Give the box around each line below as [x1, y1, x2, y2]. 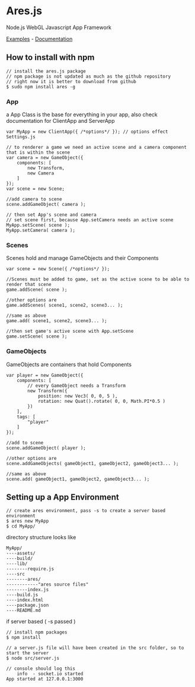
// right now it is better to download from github [6, 78, 136, 84]
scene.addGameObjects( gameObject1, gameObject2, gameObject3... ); [6, 460, 179, 466]
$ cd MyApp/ [6, 523, 36, 529]
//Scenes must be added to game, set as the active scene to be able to [6, 276, 190, 282]
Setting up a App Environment [6, 492, 120, 502]
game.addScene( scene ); [6, 287, 68, 293]
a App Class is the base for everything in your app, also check [6, 111, 158, 118]
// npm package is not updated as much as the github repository [6, 73, 171, 79]
